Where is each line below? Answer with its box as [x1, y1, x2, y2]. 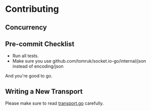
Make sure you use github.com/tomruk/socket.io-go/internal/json [12, 58, 147, 64]
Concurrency [5, 23, 47, 32]
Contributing [5, 3, 59, 15]
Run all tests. [12, 53, 39, 59]
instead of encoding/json [12, 63, 64, 70]
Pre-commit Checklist [5, 39, 75, 48]
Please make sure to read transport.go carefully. [5, 100, 104, 107]
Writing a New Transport [5, 87, 83, 96]
